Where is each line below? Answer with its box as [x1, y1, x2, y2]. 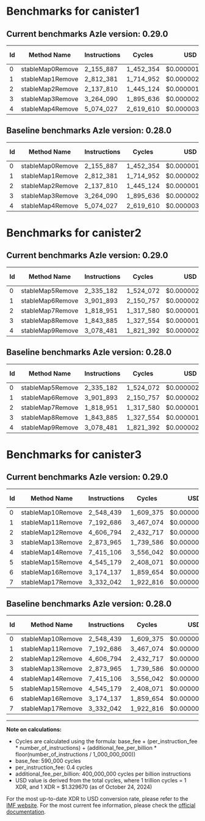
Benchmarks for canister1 [6, 4, 140, 18]
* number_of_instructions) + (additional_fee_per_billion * [15, 744, 157, 752]
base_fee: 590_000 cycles [15, 757, 81, 765]
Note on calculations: [6, 726, 62, 733]
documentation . [6, 808, 46, 815]
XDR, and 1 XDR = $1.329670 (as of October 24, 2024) [15, 783, 153, 791]
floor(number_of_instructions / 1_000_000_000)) [15, 751, 136, 758]
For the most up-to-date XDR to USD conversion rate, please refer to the [6, 795, 189, 803]
